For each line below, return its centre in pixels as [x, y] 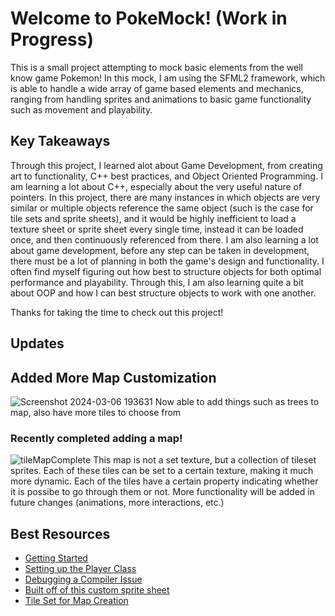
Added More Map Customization [113, 377]
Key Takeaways [60, 141]
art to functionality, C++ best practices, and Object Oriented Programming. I [166, 176]
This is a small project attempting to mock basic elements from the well [156, 67]
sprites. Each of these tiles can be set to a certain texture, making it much [162, 471]
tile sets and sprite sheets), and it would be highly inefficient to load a [153, 218]
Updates [37, 343]
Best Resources [60, 533]
